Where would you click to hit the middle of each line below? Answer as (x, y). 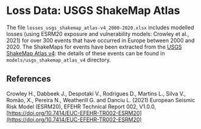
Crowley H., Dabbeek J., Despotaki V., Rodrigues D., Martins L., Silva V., (96, 93)
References (29, 79)
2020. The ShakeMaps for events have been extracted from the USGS (94, 47)
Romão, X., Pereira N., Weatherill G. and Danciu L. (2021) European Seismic (101, 100)
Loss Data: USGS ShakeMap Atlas (93, 11)
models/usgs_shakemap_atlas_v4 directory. (59, 60)
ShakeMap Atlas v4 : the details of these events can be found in (86, 53)
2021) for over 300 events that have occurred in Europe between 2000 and (100, 40)
